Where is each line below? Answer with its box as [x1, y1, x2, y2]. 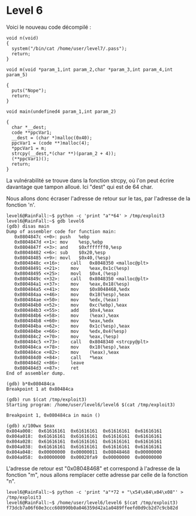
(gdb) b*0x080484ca [6, 380, 55, 387]
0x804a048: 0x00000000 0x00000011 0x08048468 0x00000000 [6, 449, 162, 455]
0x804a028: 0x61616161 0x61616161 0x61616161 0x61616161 [6, 439, 162, 445]
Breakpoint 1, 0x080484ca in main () [6, 412, 101, 418]
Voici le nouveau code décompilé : [6, 23, 92, 31]
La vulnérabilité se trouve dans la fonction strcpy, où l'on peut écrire [6, 176, 174, 184]
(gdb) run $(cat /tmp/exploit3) [6, 397, 87, 403]
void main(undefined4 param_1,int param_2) [6, 109, 117, 115]
